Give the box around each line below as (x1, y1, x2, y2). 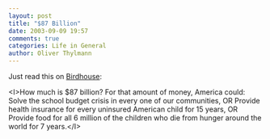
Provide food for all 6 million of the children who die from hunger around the (8, 113, 262, 122)
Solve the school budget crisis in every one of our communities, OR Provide (8, 96, 260, 105)
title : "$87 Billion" (8, 19, 82, 27)
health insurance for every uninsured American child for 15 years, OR (8, 104, 238, 114)
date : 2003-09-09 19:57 (8, 27, 89, 35)
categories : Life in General (8, 42, 107, 50)
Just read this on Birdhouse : (8, 72, 103, 81)
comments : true (8, 34, 60, 43)
